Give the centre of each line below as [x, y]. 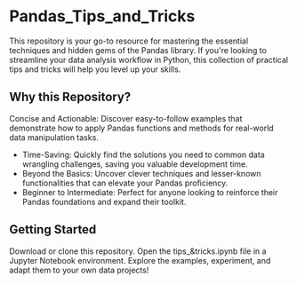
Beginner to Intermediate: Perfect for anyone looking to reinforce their [150, 192]
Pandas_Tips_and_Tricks [102, 16]
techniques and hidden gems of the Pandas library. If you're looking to [138, 50]
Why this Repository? [70, 97]
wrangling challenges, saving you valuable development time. [135, 164]
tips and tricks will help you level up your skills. [95, 69]
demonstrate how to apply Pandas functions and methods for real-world [141, 128]
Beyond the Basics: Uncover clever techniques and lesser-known [141, 173]
